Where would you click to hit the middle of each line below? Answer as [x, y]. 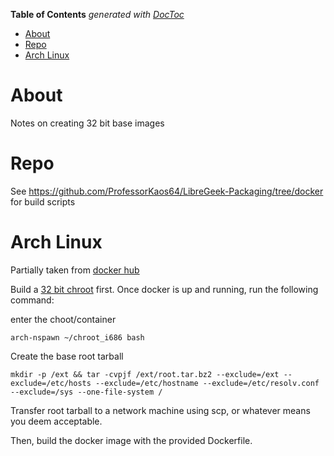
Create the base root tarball [67, 356]
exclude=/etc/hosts [51, 383]
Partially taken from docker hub [75, 270]
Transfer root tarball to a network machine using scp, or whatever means [160, 410]
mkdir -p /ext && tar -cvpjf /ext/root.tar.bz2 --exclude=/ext [145, 374]
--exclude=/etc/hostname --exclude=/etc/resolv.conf [207, 383]
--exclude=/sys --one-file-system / [86, 392]
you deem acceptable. [56, 421]
